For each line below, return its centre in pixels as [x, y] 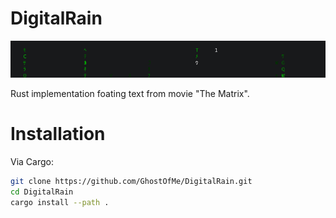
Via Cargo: [32, 161]
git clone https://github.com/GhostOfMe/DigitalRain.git [131, 181]
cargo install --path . [60, 202]
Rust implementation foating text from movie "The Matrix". [130, 93]
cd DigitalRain [42, 192]
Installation [58, 134]
